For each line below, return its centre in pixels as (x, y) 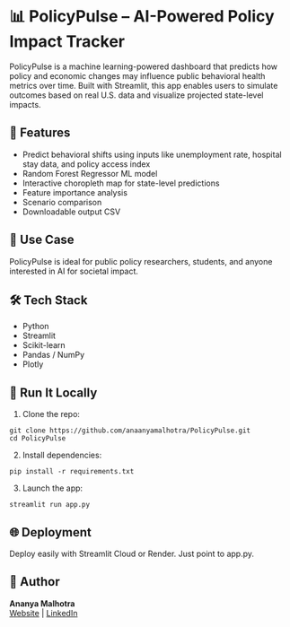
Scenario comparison (62, 202)
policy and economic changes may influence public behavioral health (137, 75)
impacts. (26, 104)
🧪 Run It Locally (53, 392)
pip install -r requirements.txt (72, 472)
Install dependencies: (62, 455)
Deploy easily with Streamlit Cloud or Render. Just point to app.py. (132, 553)
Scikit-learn (44, 345)
